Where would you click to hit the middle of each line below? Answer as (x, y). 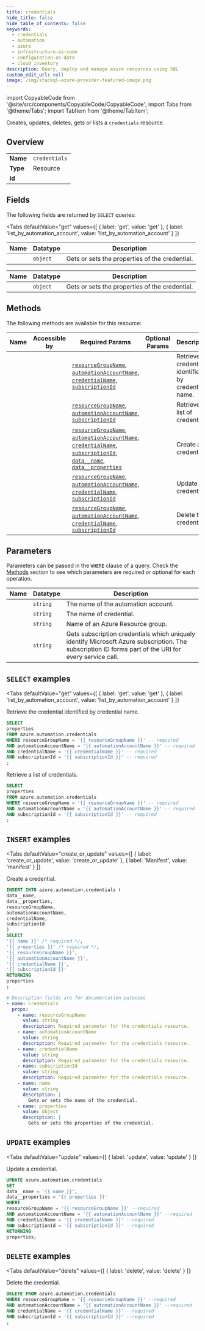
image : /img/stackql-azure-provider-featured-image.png (79, 80)
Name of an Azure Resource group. (117, 624)
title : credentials (31, 12)
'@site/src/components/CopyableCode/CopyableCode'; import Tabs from (99, 104)
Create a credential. (31, 879)
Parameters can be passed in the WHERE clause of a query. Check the (92, 566)
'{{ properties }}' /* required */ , (53, 947)
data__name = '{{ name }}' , (42, 1191)
